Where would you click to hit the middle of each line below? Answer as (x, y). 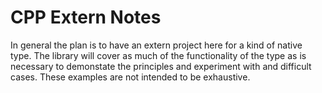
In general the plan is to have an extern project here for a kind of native (156, 45)
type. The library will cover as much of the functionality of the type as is (158, 55)
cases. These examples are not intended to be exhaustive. (130, 77)
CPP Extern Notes (86, 17)
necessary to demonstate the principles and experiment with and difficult (161, 66)
